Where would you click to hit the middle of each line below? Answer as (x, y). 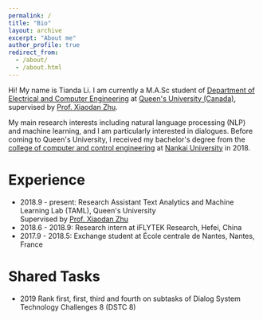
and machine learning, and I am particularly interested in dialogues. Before (131, 131)
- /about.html (39, 68)
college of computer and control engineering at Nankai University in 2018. (130, 147)
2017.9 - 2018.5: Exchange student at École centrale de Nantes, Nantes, (137, 236)
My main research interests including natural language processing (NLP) (127, 122)
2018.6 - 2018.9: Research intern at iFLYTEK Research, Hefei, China (131, 227)
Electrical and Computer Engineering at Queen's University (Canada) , (122, 98)
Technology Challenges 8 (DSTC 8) (78, 306)
